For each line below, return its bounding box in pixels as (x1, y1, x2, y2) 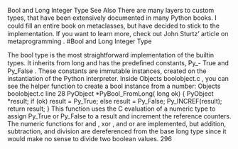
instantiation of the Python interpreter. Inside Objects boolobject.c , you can (7, 74, 229, 82)
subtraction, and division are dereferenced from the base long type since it (7, 127, 227, 136)
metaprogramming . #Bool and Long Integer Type (7, 37, 152, 45)
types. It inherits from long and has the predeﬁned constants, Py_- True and (7, 59, 229, 67)
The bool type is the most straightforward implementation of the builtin (7, 51, 215, 59)
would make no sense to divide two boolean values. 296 (7, 135, 173, 143)
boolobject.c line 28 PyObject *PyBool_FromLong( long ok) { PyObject (7, 89, 214, 98)
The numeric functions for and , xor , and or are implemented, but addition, (7, 120, 227, 128)
